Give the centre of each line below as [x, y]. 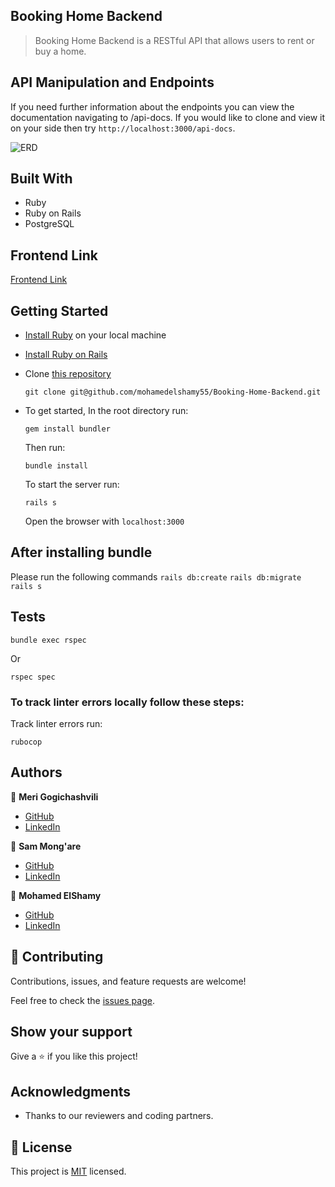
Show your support [71, 1032]
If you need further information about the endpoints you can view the [152, 106]
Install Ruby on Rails [66, 355]
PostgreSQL [49, 224]
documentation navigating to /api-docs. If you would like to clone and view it [168, 117]
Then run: [45, 448]
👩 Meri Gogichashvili [54, 796]
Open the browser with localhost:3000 [104, 521]
